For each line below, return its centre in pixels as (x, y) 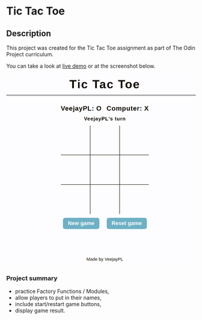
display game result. (40, 311)
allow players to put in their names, (58, 298)
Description (29, 34)
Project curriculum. (30, 54)
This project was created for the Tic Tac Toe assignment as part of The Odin (101, 48)
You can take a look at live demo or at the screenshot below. (81, 66)
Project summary (32, 278)
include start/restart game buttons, (58, 304)
